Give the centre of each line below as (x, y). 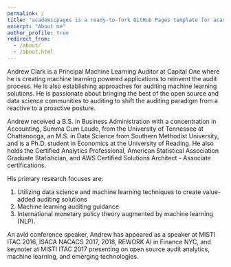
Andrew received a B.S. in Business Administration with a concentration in (112, 121)
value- (212, 192)
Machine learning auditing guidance (68, 206)
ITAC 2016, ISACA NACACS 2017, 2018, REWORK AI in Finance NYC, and (109, 242)
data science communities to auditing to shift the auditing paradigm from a (113, 100)
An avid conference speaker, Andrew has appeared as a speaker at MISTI (111, 234)
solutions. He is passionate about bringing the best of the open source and (113, 93)
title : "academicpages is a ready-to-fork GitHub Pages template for (109, 20)
